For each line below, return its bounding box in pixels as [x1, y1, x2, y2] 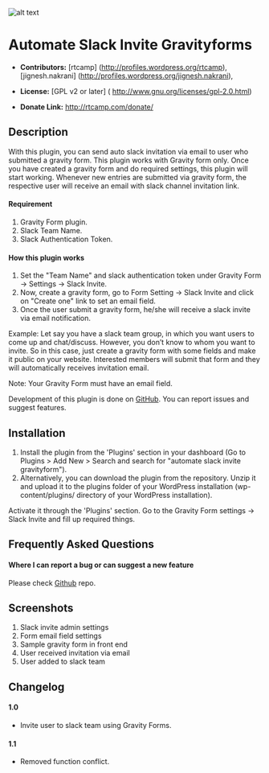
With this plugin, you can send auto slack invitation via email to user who [8, 146, 249, 156]
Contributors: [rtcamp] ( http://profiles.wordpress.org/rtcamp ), [19, 62, 227, 72]
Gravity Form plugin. [19, 217, 88, 227]
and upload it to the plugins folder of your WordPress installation [19, 481, 234, 491]
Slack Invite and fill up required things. [8, 514, 135, 524]
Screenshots [8, 601, 74, 615]
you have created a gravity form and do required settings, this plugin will [8, 163, 248, 173]
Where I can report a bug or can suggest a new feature [8, 560, 194, 569]
